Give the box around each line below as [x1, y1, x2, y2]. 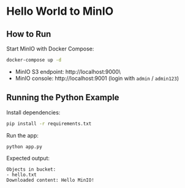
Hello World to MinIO [6, 4, 114, 18]
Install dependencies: [6, 109, 61, 116]
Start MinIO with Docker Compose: [6, 45, 94, 52]
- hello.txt [6, 172, 37, 178]
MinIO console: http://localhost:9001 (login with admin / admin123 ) [15, 74, 179, 82]
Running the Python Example [6, 92, 119, 103]
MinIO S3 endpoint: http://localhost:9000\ [15, 68, 121, 75]
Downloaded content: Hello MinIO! [6, 177, 95, 184]
